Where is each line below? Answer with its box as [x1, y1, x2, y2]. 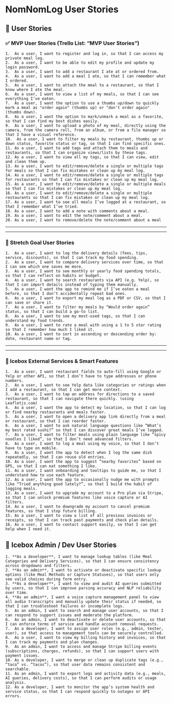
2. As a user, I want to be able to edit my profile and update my [5, 60, 155, 65]
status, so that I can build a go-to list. [5, 309, 100, 314]
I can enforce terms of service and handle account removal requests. [5, 622, 159, 627]
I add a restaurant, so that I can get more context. [5, 387, 123, 393]
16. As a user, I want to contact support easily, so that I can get [5, 522, 157, 527]
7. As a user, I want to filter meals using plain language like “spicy [5, 432, 166, 437]
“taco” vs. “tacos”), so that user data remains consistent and [5, 662, 145, 668]
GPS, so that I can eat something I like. [5, 464, 97, 469]
